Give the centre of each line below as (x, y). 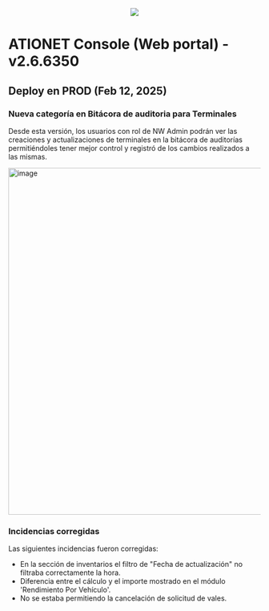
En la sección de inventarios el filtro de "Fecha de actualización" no (131, 564)
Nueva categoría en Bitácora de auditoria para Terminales (123, 114)
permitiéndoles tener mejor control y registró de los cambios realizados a (129, 148)
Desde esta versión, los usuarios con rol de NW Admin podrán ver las (123, 131)
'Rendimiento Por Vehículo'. (65, 590)
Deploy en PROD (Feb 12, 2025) (88, 91)
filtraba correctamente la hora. (70, 573)
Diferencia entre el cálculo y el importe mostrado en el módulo (122, 581)
